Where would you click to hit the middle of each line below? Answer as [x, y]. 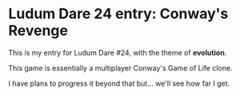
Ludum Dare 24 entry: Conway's [118, 14]
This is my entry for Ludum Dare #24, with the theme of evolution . [118, 52]
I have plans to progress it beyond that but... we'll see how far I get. [119, 83]
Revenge [38, 31]
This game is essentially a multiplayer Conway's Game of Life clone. [120, 67]
